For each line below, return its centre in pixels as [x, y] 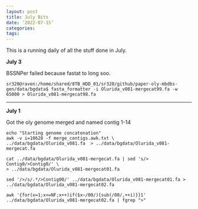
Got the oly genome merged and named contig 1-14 [69, 122]
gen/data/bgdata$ [27, 89]
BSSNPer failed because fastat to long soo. [58, 73]
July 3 [14, 62]
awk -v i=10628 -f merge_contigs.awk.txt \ [60, 138]
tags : [13, 34]
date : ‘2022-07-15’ [30, 22]
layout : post [22, 12]
